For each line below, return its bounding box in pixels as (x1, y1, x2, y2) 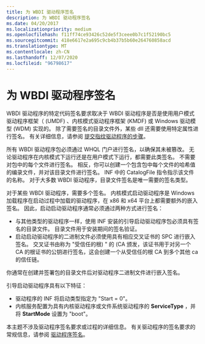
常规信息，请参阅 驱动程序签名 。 (6, 331, 89, 338)
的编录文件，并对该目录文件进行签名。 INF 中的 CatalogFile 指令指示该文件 (6, 169, 195, 176)
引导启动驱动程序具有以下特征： (6, 282, 87, 290)
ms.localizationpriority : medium (6, 26, 92, 32)
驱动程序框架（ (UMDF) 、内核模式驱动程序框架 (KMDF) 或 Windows (6, 118, 179, 125)
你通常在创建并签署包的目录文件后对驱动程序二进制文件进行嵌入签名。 (6, 269, 184, 276)
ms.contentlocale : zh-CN (6, 49, 70, 55)
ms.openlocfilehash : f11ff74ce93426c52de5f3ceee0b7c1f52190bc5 (6, 32, 171, 38)
